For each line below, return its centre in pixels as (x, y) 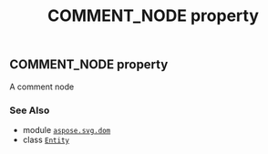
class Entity (46, 139)
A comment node (42, 87)
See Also (30, 110)
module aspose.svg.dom (67, 129)
